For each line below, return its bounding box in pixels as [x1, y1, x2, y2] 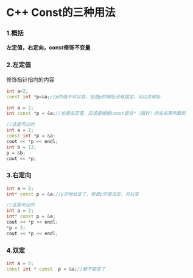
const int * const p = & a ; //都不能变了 [6, 266, 106, 272]
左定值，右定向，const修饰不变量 [6, 44, 91, 51]
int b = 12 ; [6, 144, 37, 150]
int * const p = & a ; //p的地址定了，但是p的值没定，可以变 [6, 191, 139, 197]
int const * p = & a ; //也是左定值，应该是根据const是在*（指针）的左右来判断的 [6, 111, 186, 117]
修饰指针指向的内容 [6, 76, 55, 83]
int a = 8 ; [6, 260, 34, 266]
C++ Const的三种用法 [6, 5, 116, 20]
